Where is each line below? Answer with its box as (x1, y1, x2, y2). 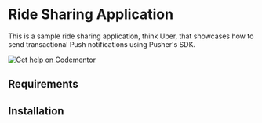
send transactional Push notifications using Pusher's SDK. (8, 39, 196, 49)
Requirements (8, 78, 78, 91)
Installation (8, 104, 64, 118)
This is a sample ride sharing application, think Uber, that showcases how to (8, 31, 254, 41)
